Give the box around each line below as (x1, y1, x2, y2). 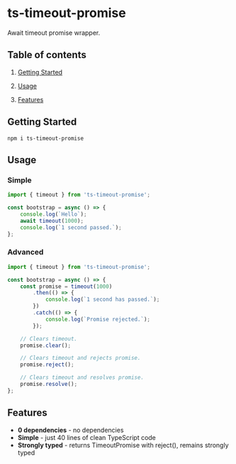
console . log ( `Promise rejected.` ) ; (45, 316, 151, 323)
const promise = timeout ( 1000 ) (20, 282, 113, 290)
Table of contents (7, 49, 86, 61)
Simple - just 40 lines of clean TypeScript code (17, 433, 156, 441)
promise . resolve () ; (20, 381, 78, 388)
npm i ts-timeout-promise (7, 135, 84, 142)
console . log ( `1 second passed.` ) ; (20, 223, 122, 231)
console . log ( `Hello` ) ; (20, 211, 87, 218)
